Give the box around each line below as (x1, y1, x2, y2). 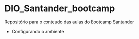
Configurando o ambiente (11, 28, 64, 34)
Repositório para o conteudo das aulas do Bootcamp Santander (4, 19, 134, 25)
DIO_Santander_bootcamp (4, 3, 115, 14)
